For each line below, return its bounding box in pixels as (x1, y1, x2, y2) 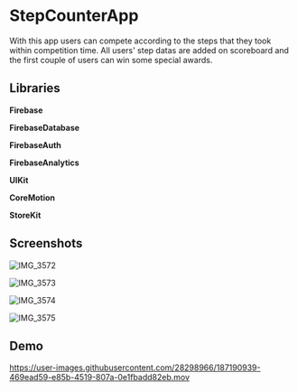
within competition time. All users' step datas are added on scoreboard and (9, 44, 289, 55)
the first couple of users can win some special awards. (9, 54, 213, 65)
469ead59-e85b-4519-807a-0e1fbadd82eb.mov (9, 372, 191, 383)
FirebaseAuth (9, 139, 61, 150)
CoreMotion (9, 191, 56, 203)
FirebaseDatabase (9, 122, 79, 133)
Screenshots (9, 236, 83, 251)
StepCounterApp (9, 5, 139, 26)
